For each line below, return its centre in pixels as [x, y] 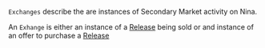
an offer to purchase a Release [59, 36]
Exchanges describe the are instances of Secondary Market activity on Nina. [133, 12]
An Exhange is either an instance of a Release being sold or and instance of [131, 27]
